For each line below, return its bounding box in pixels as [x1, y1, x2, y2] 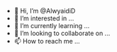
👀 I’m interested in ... [13, 14, 74, 22]
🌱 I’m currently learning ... [13, 22, 90, 30]
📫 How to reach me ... [13, 37, 80, 45]
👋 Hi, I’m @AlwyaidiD [13, 7, 76, 15]
